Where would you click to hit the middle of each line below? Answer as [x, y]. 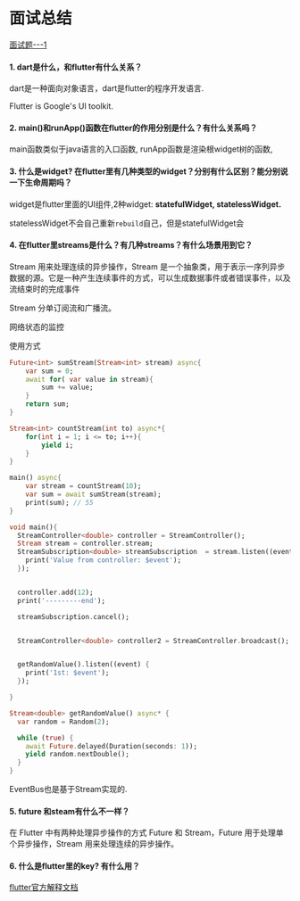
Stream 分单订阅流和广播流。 [62, 308]
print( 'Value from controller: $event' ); [103, 560]
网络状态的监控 [37, 327]
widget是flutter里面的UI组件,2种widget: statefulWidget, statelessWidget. [146, 204]
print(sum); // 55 [59, 502]
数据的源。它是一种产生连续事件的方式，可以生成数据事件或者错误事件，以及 [150, 277]
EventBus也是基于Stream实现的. [68, 789]
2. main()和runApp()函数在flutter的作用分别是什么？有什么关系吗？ [133, 128]
